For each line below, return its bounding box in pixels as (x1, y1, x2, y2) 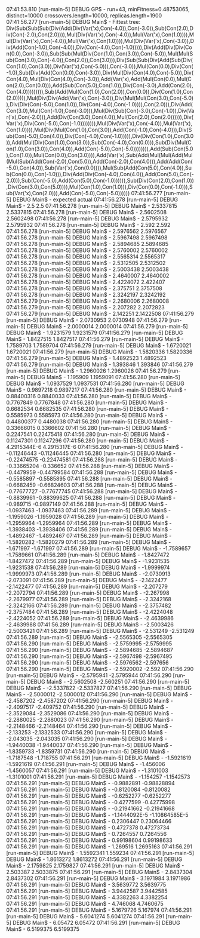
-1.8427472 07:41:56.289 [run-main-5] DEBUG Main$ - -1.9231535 (6, 558, 170, 564)
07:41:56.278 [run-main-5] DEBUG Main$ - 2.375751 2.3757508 (6, 285, 163, 292)
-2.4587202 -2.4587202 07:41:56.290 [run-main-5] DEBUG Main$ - (6, 697, 173, 704)
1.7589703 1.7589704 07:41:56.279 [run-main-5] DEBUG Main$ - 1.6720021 (6, 342, 192, 349)
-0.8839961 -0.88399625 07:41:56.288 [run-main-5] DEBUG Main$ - (6, 494, 176, 501)
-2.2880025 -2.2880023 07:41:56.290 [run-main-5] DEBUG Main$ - (6, 716, 174, 723)
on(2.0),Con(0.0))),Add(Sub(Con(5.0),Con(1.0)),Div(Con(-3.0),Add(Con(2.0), (6, 82, 193, 89)
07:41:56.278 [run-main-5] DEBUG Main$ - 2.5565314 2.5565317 (6, 253, 166, 260)
